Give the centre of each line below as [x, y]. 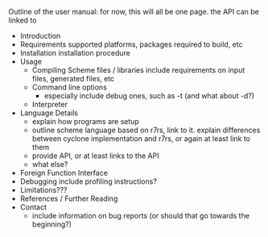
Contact [33, 207]
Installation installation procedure [75, 53]
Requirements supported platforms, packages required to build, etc [131, 44]
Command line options [69, 87]
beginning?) [52, 224]
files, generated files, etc [73, 79]
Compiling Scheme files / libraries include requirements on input [138, 70]
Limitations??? [43, 190]
